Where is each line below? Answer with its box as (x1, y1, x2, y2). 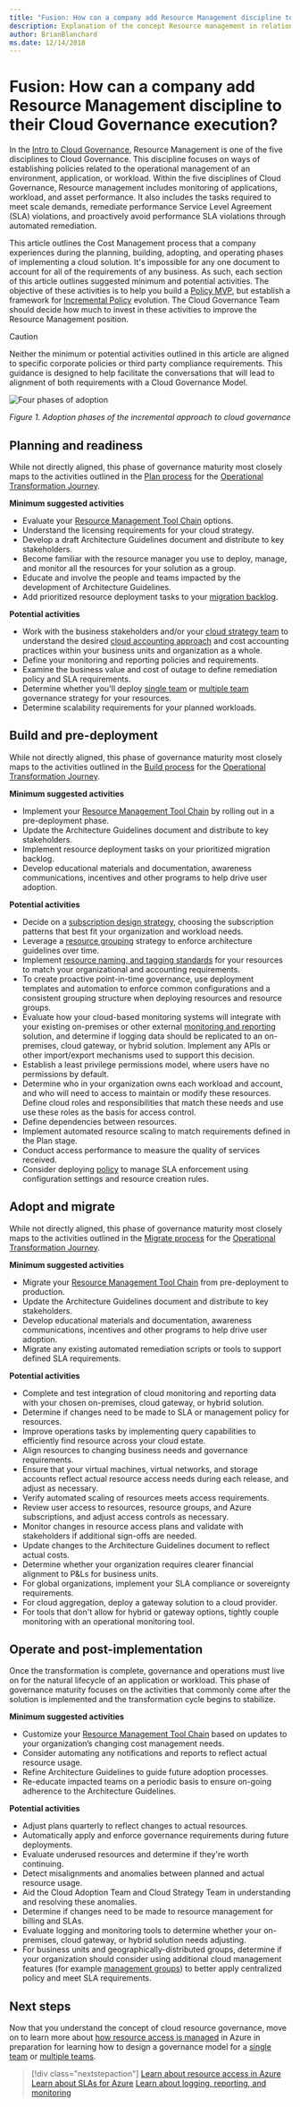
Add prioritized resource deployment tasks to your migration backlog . (21, 592, 279, 602)
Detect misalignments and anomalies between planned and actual (21, 1868, 265, 1879)
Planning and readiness (9, 438, 144, 453)
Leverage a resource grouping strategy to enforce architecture (21, 935, 253, 946)
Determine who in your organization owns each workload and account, (21, 1078, 283, 1089)
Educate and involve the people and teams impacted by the (21, 572, 241, 583)
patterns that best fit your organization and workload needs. (21, 926, 244, 937)
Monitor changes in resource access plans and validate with (21, 1520, 244, 1531)
